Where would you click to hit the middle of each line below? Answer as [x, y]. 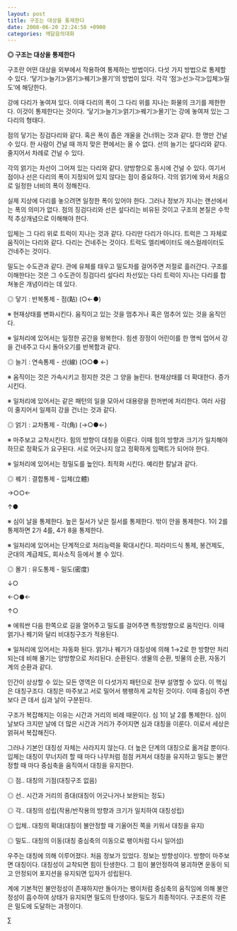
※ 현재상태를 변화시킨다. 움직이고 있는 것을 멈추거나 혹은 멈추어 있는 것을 [107, 314]
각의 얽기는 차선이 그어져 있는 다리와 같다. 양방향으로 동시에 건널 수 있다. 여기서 [117, 168]
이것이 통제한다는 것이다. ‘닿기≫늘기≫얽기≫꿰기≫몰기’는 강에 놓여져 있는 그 [123, 111]
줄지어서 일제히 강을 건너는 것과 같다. [65, 410]
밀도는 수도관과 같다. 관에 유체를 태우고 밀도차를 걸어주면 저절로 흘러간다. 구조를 [118, 266]
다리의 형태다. [27, 120]
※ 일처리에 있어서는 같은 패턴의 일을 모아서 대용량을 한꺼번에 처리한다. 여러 [110, 401]
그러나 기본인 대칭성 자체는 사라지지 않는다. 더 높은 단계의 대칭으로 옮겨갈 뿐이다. [118, 747]
